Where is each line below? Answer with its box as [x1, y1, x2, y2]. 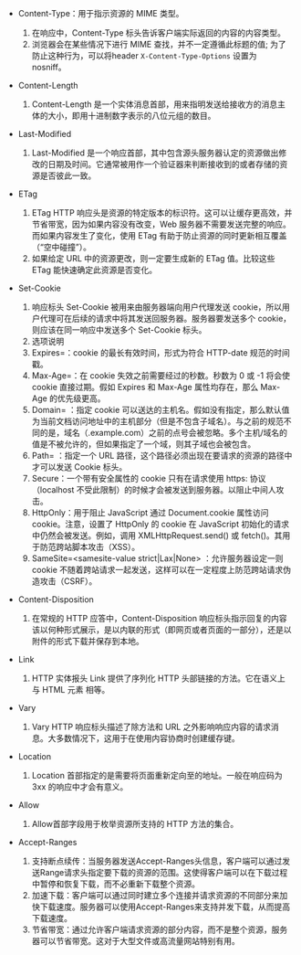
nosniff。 [31, 62, 67, 72]
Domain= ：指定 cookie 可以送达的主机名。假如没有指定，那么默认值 [31, 405, 290, 415]
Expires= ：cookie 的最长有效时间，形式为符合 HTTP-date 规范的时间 [31, 347, 290, 358]
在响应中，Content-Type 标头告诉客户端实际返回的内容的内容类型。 [31, 27, 285, 38]
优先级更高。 [57, 393, 106, 404]
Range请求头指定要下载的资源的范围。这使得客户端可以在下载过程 [39, 867, 288, 877]
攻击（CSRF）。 [39, 576, 98, 587]
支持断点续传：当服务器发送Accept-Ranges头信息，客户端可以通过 [31, 855, 283, 866]
